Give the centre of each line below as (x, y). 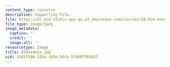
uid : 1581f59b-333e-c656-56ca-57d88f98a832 (52, 57)
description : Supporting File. (38, 15)
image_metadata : (22, 29)
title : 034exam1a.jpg (28, 52)
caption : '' (23, 33)
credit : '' (21, 38)
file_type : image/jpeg (29, 24)
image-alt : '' (25, 43)
